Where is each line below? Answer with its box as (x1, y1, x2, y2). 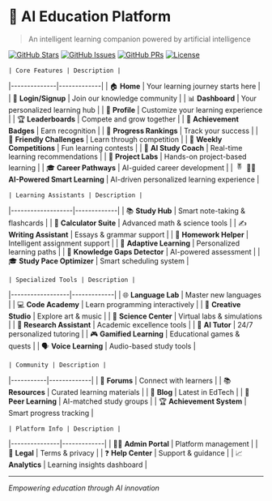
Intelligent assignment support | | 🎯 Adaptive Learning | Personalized (8, 238, 240, 248)
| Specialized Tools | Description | (8, 276, 136, 284)
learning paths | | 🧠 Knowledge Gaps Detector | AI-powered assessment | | (8, 246, 261, 256)
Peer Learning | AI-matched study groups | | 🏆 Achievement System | (8, 396, 247, 406)
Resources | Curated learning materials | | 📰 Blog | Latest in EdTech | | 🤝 (8, 387, 250, 396)
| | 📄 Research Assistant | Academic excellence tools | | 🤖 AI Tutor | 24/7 (8, 319, 253, 329)
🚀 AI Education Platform (8, 7, 172, 26)
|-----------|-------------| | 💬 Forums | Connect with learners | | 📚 (8, 375, 232, 385)
